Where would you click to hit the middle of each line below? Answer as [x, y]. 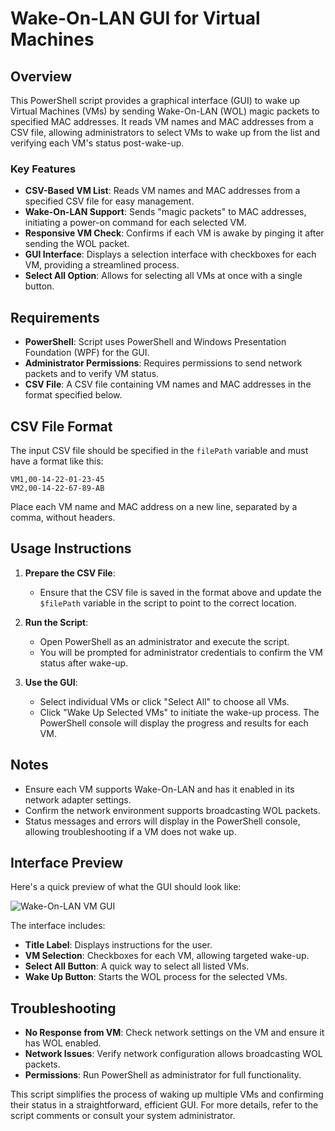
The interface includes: [58, 926]
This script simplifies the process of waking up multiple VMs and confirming [167, 1094]
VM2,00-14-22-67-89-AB [57, 488]
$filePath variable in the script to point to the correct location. [168, 603]
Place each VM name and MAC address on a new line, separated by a [154, 506]
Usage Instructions [71, 548]
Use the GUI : [51, 682]
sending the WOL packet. [77, 244]
